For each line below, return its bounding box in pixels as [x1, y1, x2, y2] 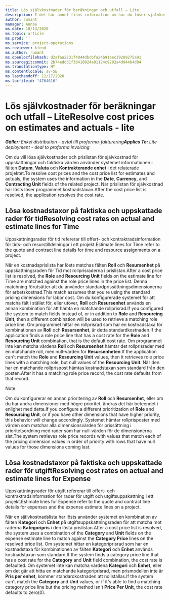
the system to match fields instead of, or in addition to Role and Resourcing [5, 311, 163, 317]
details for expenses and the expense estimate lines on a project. [5, 504, 141, 510]
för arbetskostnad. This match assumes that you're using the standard [5, 289, 150, 295]
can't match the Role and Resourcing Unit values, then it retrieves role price [5, 354, 164, 360]
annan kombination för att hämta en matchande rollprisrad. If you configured [5, 305, 163, 311]
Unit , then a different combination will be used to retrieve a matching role [5, 316, 158, 322]
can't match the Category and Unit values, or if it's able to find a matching [5, 579, 161, 585]
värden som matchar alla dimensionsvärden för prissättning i [5, 422, 132, 428]
